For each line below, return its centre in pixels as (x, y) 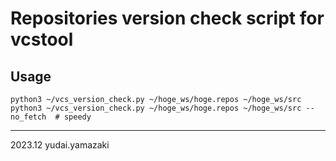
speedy (77, 117)
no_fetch (28, 117)
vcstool (42, 39)
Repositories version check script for (167, 18)
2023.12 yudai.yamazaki (60, 145)
